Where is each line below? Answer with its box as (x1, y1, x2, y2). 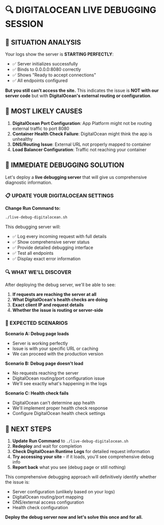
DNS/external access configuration (12, 499, 84, 505)
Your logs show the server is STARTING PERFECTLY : (5, 51, 114, 57)
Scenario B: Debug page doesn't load (5, 360, 83, 366)
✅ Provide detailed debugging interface (12, 244, 93, 250)
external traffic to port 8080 (12, 125, 69, 131)
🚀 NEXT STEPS (5, 425, 52, 433)
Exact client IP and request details (12, 302, 84, 308)
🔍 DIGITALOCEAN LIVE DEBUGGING (5, 4, 157, 16)
